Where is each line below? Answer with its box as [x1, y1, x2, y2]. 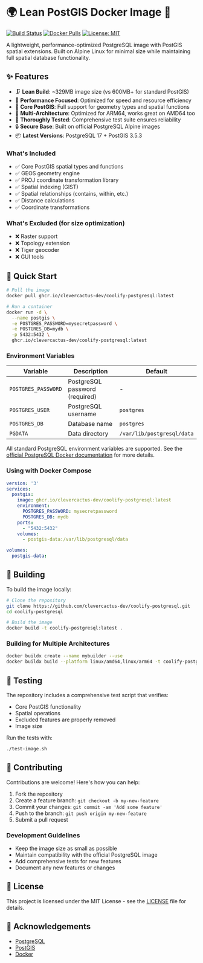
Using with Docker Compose [6, 466, 92, 475]
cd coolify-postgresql [6, 608, 63, 614]
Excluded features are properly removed [14, 716, 116, 723]
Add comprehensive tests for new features [14, 858, 122, 865]
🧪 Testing [6, 675, 43, 686]
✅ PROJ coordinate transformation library [14, 176, 119, 184]
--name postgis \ [11, 315, 56, 321]
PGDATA [9, 430, 28, 437]
